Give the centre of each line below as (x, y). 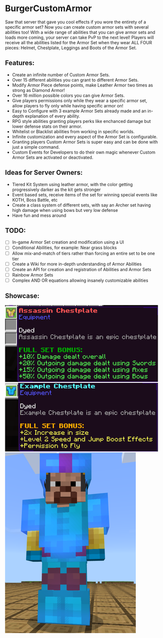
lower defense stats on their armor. (47, 126)
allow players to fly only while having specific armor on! (68, 105)
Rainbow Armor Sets (33, 275)
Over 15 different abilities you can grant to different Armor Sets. (75, 80)
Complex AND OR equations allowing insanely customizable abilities (80, 280)
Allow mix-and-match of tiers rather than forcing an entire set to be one (83, 253)
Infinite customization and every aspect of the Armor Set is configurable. (85, 137)
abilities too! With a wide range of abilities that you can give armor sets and (80, 32)
